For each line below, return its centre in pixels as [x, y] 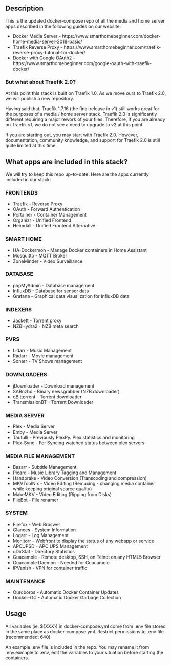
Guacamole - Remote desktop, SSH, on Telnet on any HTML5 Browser [87, 557]
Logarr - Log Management [41, 535]
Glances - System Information [44, 530]
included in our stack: [28, 179]
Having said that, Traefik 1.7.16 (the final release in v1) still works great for [82, 109]
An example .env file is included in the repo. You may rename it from [77, 647]
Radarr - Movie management [43, 356]
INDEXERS [19, 309]
